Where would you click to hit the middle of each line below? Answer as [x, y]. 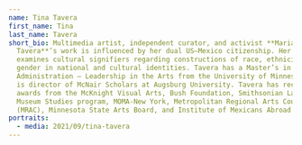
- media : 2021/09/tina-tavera [73, 127]
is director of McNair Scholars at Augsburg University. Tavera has [148, 85]
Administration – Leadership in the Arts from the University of [142, 77]
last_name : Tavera [43, 34]
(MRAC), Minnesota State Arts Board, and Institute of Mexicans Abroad [154, 110]
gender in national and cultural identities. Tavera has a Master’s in [154, 68]
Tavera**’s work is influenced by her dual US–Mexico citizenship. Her [154, 51]
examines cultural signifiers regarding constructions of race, [140, 59]
